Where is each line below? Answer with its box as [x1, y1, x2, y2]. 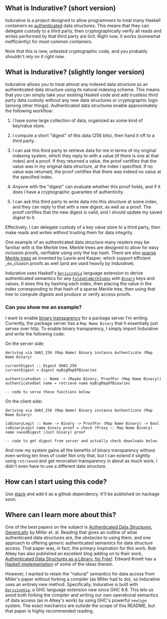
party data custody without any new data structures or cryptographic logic [5, 97, 159, 103]
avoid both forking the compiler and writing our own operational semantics [5, 592, 159, 598]
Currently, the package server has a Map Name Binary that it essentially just [5, 320, 158, 326]
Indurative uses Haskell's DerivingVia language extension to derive [5, 270, 144, 276]
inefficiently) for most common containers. [5, 38, 93, 44]
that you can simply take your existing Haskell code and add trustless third [5, 92, 158, 98]
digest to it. [12, 214, 36, 220]
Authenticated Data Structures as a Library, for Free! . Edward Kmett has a [5, 556, 156, 562]
